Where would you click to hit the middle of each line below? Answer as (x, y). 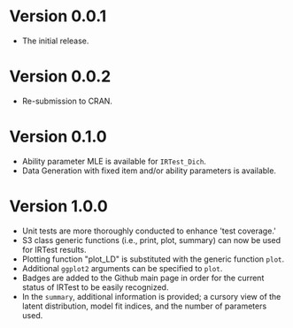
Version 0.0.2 (60, 76)
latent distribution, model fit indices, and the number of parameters (144, 306)
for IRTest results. (54, 249)
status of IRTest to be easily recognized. (95, 287)
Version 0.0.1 (58, 16)
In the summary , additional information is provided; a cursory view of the (151, 296)
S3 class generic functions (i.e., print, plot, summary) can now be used (151, 240)
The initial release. (55, 41)
